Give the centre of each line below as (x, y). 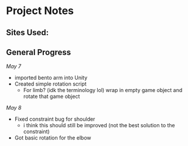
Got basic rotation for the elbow (53, 138)
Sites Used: (28, 33)
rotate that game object (52, 96)
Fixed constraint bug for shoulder (55, 119)
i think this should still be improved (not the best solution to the (99, 125)
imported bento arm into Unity (51, 78)
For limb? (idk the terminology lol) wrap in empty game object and (103, 90)
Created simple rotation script (50, 84)
